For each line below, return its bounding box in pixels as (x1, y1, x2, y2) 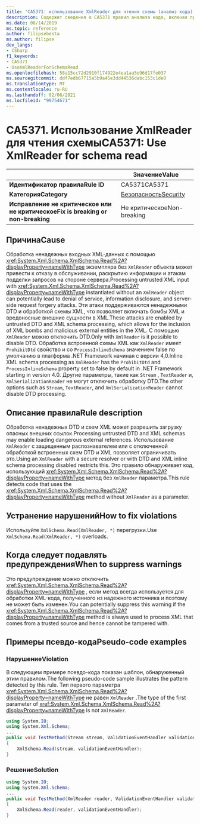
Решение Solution (6, 765, 59, 774)
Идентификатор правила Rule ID (9, 180, 105, 189)
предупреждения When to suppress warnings (6, 559, 182, 570)
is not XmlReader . (86, 706, 127, 714)
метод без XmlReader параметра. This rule (86, 474, 190, 481)
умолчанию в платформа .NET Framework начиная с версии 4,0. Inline (6, 352, 183, 359)
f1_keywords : (6, 53, 39, 59)
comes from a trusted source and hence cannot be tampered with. (6, 619, 170, 627)
